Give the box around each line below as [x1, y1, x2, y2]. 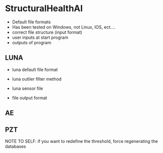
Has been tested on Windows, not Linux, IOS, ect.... [12, 24, 116, 30]
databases [5, 143, 26, 149]
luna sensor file [12, 85, 43, 91]
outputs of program [12, 39, 52, 45]
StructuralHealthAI [5, 3, 83, 14]
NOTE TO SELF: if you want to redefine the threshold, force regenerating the [5, 138, 158, 144]
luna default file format [12, 67, 58, 72]
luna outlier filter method [12, 76, 62, 82]
